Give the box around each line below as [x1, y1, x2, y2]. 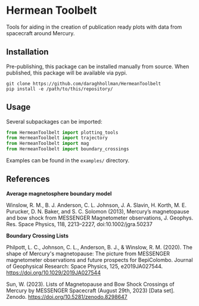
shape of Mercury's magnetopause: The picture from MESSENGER [6, 250, 170, 257]
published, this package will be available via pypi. [6, 69, 128, 76]
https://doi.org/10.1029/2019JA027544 [6, 269, 101, 276]
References [6, 174, 50, 184]
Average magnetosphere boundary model [6, 190, 112, 197]
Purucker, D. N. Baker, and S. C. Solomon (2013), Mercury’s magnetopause [6, 208, 189, 215]
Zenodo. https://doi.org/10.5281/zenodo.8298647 [6, 293, 128, 300]
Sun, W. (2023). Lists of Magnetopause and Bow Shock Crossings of [6, 280, 175, 288]
